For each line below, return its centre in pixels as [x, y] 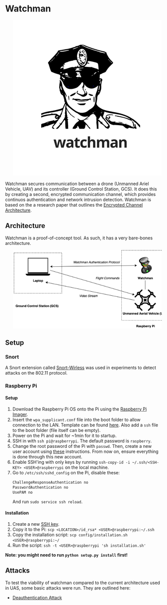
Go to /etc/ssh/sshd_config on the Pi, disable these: [66, 472]
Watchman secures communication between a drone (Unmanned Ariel [77, 184]
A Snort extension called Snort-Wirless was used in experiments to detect [81, 368]
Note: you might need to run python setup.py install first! [66, 555]
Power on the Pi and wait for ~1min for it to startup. [64, 435]
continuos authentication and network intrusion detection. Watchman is [78, 200]
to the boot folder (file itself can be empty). [56, 430]
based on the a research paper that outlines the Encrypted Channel [74, 204]
